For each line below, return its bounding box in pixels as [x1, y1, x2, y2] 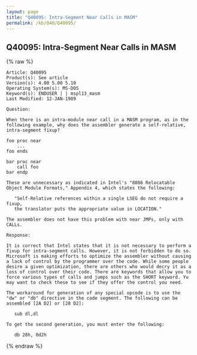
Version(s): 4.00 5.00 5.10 [6, 80, 77, 86]
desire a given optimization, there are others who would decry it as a [6, 264, 192, 270]
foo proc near [6, 138, 42, 144]
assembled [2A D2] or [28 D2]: [6, 300, 84, 306]
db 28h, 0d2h [14, 332, 47, 338]
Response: [6, 232, 31, 239]
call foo [17, 164, 39, 170]
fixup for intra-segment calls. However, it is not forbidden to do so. [6, 248, 192, 254]
